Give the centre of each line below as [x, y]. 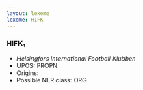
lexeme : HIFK [25, 20]
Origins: [27, 73]
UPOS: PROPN [37, 65]
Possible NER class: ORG [51, 80]
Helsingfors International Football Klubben [76, 58]
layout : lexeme [28, 13]
